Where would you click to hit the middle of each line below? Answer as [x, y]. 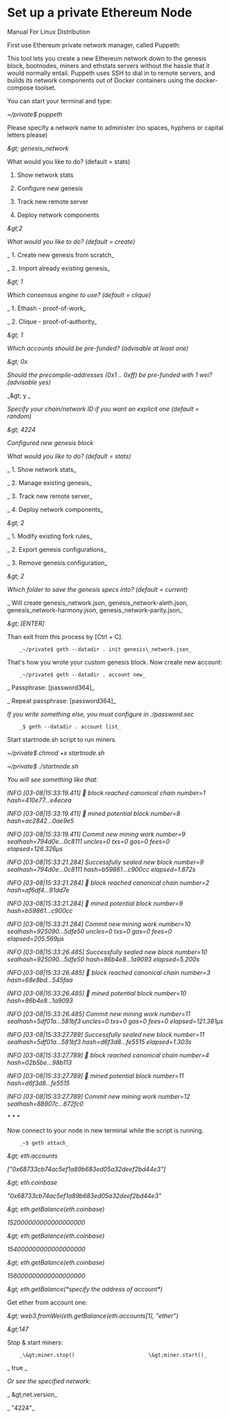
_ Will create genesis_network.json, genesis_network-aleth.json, [98, 603]
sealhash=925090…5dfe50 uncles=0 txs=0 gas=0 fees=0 [90, 931]
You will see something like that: [53, 780]
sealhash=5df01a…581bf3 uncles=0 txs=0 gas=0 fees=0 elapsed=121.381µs [115, 1021]
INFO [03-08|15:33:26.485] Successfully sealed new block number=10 [107, 952]
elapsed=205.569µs [36, 938]
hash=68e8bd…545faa [40, 980]
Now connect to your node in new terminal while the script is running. [105, 1130]
